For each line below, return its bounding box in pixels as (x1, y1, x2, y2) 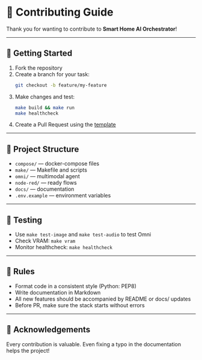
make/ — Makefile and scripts (14, 166, 87, 173)
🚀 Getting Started (6, 48, 73, 59)
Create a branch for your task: (14, 70, 90, 77)
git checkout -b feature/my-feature (14, 82, 107, 88)
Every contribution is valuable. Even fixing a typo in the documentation (6, 340, 182, 347)
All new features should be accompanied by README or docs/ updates (14, 295, 191, 302)
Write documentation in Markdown (14, 289, 101, 296)
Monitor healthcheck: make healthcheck (14, 244, 113, 251)
